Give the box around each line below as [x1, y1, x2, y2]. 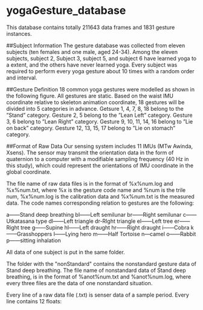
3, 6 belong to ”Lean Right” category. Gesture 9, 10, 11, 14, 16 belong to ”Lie [6, 117, 193, 125]
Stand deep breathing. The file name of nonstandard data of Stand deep [6, 266, 186, 274]
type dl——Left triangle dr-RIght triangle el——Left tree [36, 217, 173, 225]
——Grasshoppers [6, 230, 53, 237]
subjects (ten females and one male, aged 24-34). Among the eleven [6, 48, 178, 55]
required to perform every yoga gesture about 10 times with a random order [6, 67, 195, 74]
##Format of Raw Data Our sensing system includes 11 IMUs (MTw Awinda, [6, 142, 193, 150]
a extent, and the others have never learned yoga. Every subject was [6, 61, 178, 68]
